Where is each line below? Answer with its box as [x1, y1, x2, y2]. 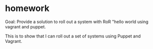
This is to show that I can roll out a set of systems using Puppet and [5, 33, 141, 39]
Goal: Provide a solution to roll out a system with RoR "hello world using [5, 19, 149, 24]
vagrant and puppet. [5, 24, 46, 29]
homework [5, 3, 50, 14]
